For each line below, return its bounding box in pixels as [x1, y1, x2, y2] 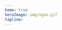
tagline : [5, 17, 23, 22]
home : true [5, 7, 28, 13]
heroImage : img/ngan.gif [5, 12, 57, 17]
